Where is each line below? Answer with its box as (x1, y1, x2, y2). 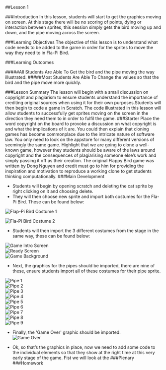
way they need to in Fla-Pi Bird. (5, 50, 70, 56)
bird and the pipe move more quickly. (5, 79, 82, 85)
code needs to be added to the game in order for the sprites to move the (5, 45, 154, 50)
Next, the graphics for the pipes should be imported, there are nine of (12, 263, 155, 268)
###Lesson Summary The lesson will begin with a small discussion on (5, 89, 149, 95)
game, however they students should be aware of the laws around (19, 147, 156, 153)
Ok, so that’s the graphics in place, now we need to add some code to (12, 344, 156, 350)
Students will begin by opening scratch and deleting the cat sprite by (12, 183, 154, 189)
